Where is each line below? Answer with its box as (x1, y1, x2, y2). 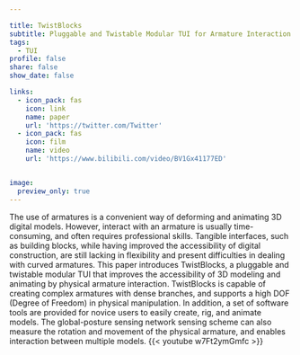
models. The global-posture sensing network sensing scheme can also (9, 316, 272, 327)
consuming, (9, 230, 53, 241)
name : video (25, 146, 70, 155)
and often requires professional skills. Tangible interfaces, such (54, 230, 289, 241)
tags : (9, 38, 30, 47)
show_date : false (9, 71, 75, 81)
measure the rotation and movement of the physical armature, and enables (9, 325, 286, 337)
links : (9, 87, 34, 96)
